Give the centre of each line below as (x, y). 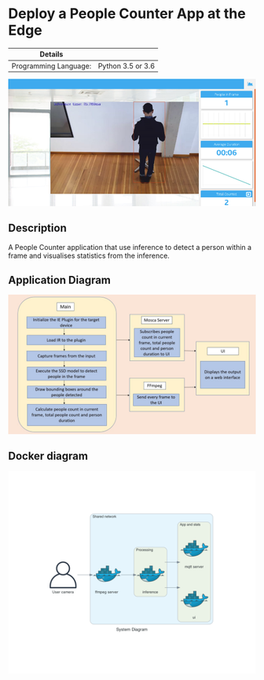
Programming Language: (51, 66)
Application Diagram (60, 280)
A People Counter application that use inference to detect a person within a (130, 247)
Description (37, 228)
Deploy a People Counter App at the (127, 14)
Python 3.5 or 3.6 (126, 66)
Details (51, 54)
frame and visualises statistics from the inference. (89, 255)
